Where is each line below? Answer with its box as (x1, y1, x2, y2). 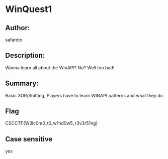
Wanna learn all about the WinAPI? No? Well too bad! (5, 64, 115, 71)
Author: (5, 24, 30, 32)
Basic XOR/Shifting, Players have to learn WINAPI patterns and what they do (5, 92, 163, 98)
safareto (5, 37, 23, 43)
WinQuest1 (5, 4, 52, 15)
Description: (5, 51, 45, 60)
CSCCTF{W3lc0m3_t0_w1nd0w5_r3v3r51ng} (5, 120, 98, 126)
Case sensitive (5, 134, 53, 143)
